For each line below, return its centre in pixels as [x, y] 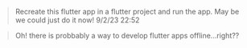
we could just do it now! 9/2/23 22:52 [77, 20]
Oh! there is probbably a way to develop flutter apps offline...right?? [127, 36]
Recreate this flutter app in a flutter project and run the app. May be [127, 12]
